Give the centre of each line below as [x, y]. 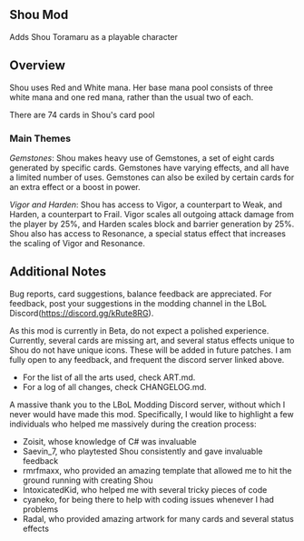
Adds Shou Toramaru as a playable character [94, 36]
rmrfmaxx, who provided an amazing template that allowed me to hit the [157, 470]
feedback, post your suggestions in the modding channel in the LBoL [138, 303]
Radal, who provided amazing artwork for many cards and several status [158, 518]
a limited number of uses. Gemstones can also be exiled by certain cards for [152, 177]
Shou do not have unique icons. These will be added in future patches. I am [151, 350]
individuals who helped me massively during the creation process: [133, 424]
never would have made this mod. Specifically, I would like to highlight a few [152, 414]
